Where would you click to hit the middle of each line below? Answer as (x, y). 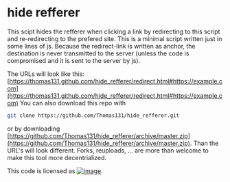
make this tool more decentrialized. (57, 157)
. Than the (204, 143)
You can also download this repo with (73, 103)
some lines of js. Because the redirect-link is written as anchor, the (101, 46)
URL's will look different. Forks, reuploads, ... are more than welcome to (108, 150)
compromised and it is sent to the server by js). (74, 60)
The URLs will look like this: (46, 74)
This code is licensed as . (55, 171)
